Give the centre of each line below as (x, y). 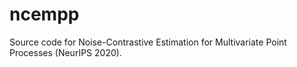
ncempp (44, 14)
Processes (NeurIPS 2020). (65, 52)
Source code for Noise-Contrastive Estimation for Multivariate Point (148, 42)
